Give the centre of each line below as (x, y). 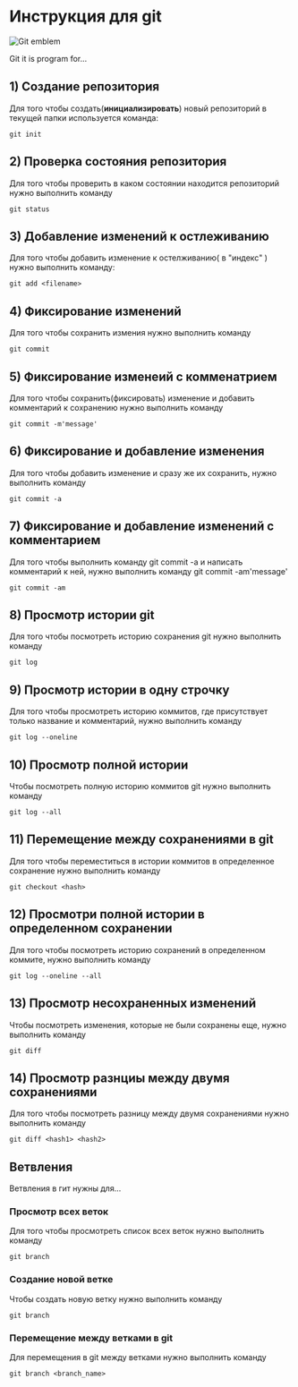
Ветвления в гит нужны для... (65, 1188)
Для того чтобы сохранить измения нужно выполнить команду (130, 333)
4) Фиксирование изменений (95, 311)
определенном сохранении (91, 928)
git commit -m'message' (54, 424)
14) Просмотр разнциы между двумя (119, 1078)
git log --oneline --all (55, 976)
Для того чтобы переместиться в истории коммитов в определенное (142, 861)
